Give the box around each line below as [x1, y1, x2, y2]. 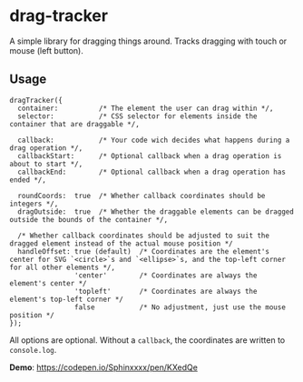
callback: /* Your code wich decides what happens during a [17, 136, 290, 145]
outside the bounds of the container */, [9, 215, 169, 224]
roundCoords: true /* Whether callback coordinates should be [17, 191, 266, 200]
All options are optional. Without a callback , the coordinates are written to [9, 334, 286, 346]
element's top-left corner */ [9, 295, 124, 304]
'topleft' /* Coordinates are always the [73, 286, 258, 296]
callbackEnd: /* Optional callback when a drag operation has [17, 167, 286, 176]
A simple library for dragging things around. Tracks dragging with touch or [9, 35, 288, 46]
